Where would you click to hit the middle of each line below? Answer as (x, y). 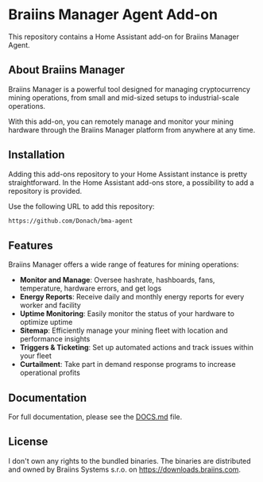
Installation (37, 155)
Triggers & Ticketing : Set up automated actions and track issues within (137, 348)
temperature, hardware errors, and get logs (91, 288)
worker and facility (50, 305)
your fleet (35, 356)
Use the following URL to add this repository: (81, 206)
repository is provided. (45, 191)
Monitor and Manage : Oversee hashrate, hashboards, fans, (117, 280)
